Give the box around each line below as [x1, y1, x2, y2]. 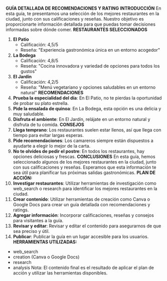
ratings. [13, 207, 29, 213]
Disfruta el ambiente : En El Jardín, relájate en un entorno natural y [13, 116, 150, 122]
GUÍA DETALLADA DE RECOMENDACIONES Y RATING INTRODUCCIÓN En [6, 6, 161, 11]
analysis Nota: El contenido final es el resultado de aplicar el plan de [13, 264, 154, 270]
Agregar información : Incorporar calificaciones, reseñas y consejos [13, 212, 154, 218]
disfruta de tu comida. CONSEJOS [13, 121, 84, 127]
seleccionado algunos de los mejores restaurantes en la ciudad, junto [13, 159, 157, 165]
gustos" [20, 68, 37, 74]
